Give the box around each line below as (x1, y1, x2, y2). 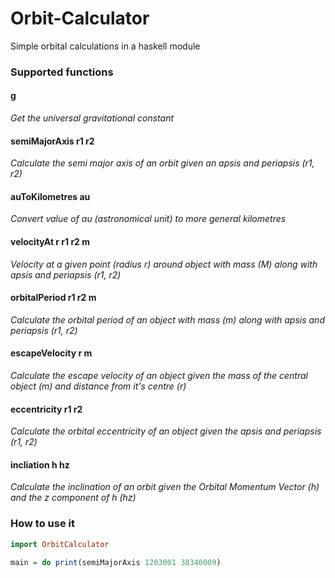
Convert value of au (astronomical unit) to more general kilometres (10, 213, 287, 225)
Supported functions (10, 65, 114, 79)
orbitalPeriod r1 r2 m (10, 292, 97, 304)
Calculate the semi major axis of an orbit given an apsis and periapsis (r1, (10, 157, 315, 169)
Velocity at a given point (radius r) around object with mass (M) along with (10, 258, 318, 270)
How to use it (10, 517, 75, 531)
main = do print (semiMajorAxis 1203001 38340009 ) (10, 557, 222, 567)
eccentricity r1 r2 (10, 403, 83, 415)
